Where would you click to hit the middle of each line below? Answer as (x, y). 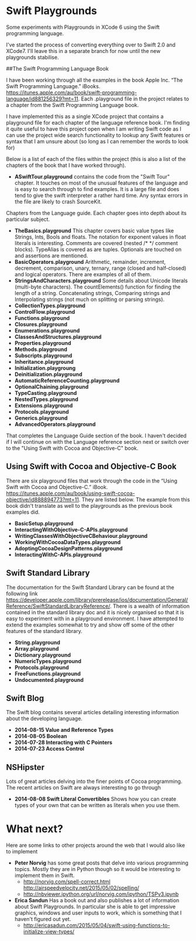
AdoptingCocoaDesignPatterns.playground (68, 548)
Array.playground (37, 648)
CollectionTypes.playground (50, 305)
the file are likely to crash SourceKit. (58, 202)
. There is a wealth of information (150, 606)
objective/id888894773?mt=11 (42, 499)
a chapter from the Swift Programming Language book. (73, 105)
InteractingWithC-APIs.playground (58, 554)
